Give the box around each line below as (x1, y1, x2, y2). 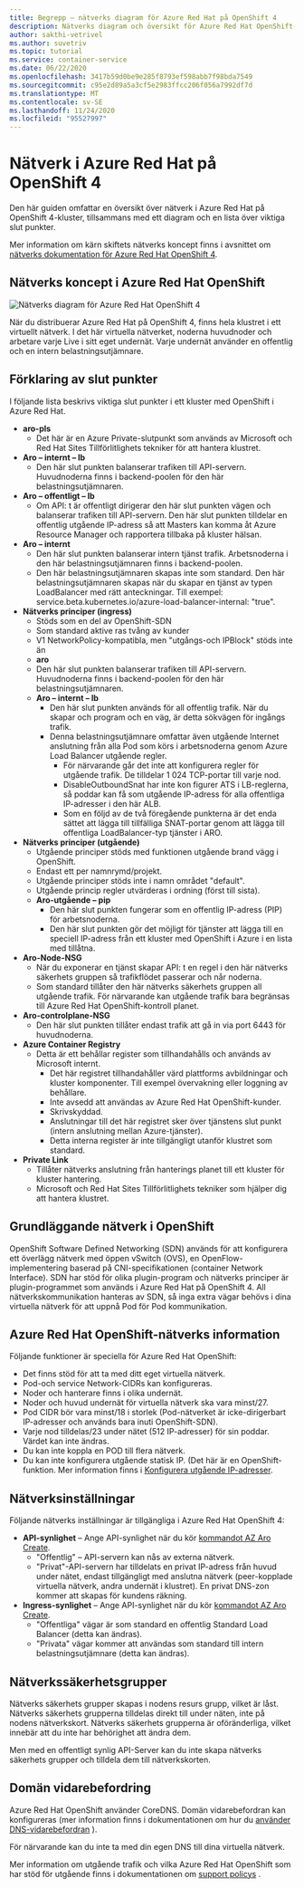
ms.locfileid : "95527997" (9, 114, 107, 123)
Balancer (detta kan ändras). (35, 1629, 143, 1640)
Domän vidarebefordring (9, 1780, 152, 1796)
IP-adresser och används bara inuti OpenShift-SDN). (22, 1416, 219, 1427)
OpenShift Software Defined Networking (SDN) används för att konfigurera (9, 1242, 288, 1254)
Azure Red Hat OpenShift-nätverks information (9, 1327, 280, 1342)
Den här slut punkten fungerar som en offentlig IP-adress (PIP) (49, 904, 283, 915)
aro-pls (22, 423, 52, 434)
